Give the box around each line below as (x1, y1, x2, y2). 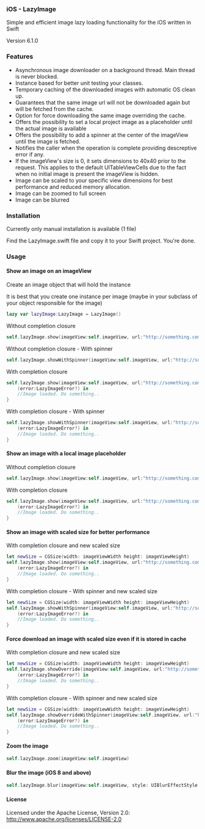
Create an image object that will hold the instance (6, 281, 131, 288)
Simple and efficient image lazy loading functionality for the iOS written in (6, 19, 191, 26)
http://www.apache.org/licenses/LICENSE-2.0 (6, 816, 122, 823)
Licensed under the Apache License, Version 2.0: (6, 809, 130, 817)
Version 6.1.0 (6, 37, 38, 45)
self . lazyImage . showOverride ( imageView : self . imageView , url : (6, 666, 165, 673)
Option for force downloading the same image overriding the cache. (15, 112, 186, 119)
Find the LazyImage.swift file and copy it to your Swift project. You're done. (6, 237, 196, 244)
